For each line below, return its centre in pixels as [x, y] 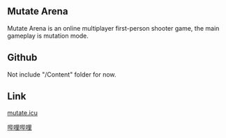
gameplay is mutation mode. [48, 36]
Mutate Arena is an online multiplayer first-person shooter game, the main [113, 28]
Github [22, 58]
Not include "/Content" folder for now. [62, 74]
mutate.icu [23, 113]
